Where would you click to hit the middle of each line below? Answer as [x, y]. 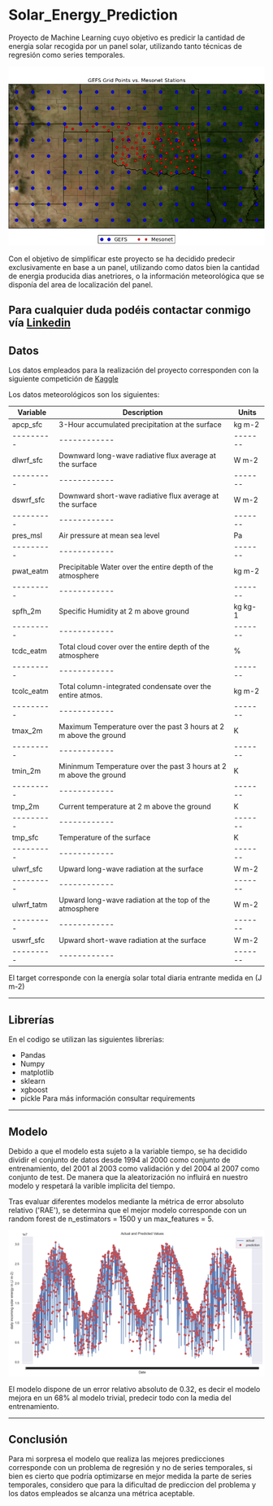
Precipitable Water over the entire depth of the [136, 566]
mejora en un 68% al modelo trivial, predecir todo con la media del [120, 1398]
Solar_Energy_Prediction [93, 15]
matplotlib [37, 1072]
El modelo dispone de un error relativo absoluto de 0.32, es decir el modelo [134, 1389]
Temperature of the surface [105, 838]
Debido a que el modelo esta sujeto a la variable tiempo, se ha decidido [128, 1151]
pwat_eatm [30, 571]
